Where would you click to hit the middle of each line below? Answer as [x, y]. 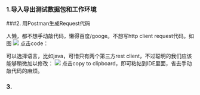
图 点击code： [27, 43]
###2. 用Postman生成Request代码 [48, 23]
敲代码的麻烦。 [24, 71]
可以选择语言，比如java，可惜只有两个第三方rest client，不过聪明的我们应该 [99, 56]
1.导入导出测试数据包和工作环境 [51, 9]
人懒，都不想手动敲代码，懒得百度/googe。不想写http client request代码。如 [100, 36]
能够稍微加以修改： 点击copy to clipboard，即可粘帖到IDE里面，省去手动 [99, 64]
